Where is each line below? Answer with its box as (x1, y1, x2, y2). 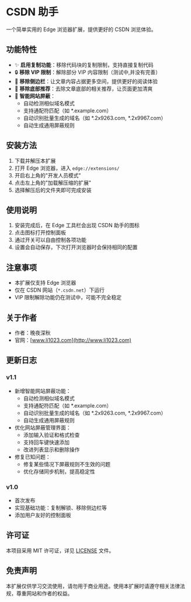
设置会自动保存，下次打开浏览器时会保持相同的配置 (14, 244, 138, 251)
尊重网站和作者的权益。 (16, 590, 73, 597)
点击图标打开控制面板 (14, 229, 66, 236)
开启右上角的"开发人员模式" (14, 172, 81, 179)
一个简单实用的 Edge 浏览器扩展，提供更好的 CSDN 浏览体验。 (6, 26, 157, 33)
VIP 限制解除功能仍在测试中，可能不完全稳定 (14, 294, 122, 301)
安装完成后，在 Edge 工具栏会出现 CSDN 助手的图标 (14, 222, 140, 229)
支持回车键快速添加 (23, 439, 70, 446)
